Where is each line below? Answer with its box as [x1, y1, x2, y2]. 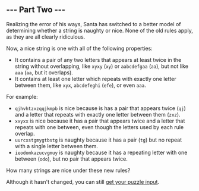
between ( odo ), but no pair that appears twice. [14, 155, 128, 162]
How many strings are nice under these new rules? [6, 167, 131, 174]
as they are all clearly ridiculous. [6, 33, 86, 40]
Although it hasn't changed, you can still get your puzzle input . [6, 178, 159, 185]
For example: [6, 93, 39, 100]
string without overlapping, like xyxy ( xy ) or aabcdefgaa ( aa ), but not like [14, 62, 189, 70]
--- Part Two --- [6, 5, 66, 15]
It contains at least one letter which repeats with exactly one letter [14, 75, 176, 82]
